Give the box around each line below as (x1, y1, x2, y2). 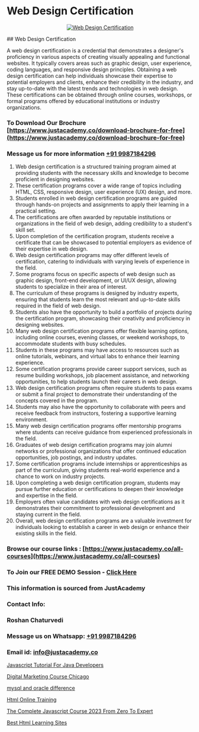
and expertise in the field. (15, 492, 78, 499)
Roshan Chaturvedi (7, 616, 64, 624)
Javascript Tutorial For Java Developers (7, 661, 104, 668)
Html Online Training (7, 696, 57, 703)
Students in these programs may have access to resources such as (15, 346, 179, 354)
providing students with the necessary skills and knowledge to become (15, 170, 189, 177)
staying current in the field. (15, 511, 82, 518)
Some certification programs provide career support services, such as (15, 365, 187, 373)
